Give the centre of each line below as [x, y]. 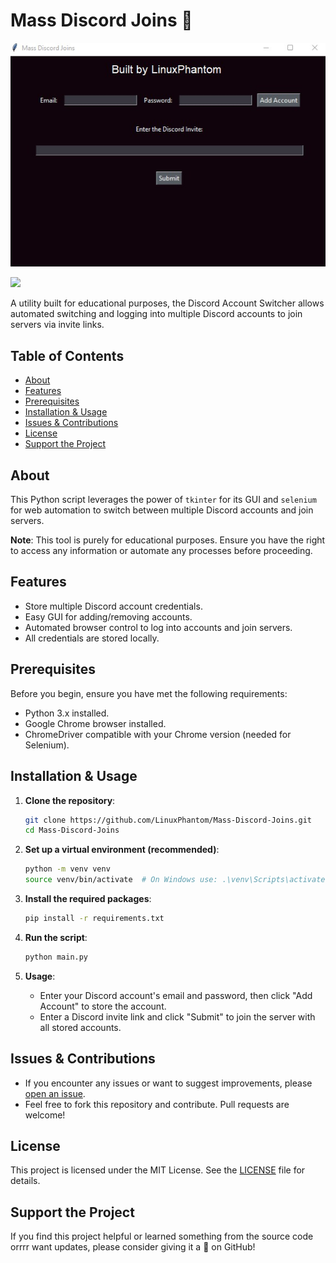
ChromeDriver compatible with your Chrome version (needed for [158, 734]
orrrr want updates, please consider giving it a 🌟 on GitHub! [133, 1247]
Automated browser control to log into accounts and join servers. [158, 627]
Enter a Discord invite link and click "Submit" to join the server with [177, 1016]
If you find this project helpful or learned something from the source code [162, 1236]
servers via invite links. [57, 325]
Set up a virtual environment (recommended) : [122, 850]
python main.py [56, 957]
